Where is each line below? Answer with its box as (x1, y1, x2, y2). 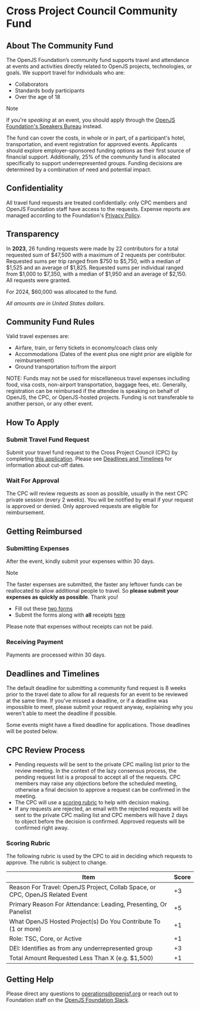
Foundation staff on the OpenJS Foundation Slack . (6, 996, 130, 1004)
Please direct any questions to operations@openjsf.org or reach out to (6, 990, 179, 997)
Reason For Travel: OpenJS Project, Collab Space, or (9, 883, 156, 892)
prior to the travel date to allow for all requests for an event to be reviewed (6, 691, 188, 698)
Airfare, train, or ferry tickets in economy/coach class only (14, 344, 158, 351)
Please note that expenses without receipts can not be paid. (6, 623, 154, 630)
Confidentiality (6, 183, 64, 193)
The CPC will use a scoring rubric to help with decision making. (14, 799, 171, 806)
